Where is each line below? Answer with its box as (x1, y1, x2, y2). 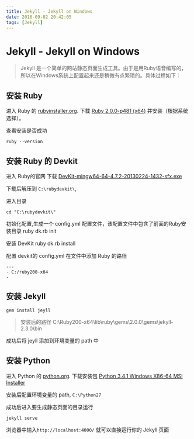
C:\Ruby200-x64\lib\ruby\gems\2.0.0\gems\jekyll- (52, 318, 174, 325)
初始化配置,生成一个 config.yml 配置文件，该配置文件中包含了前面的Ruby (6, 220, 181, 227)
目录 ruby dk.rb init (11, 227, 57, 234)
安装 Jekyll (6, 292, 46, 302)
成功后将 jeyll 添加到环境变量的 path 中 (6, 337, 99, 344)
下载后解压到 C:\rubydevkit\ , (6, 185, 77, 192)
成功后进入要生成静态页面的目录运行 (6, 403, 93, 410)
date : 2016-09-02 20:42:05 (6, 14, 72, 20)
